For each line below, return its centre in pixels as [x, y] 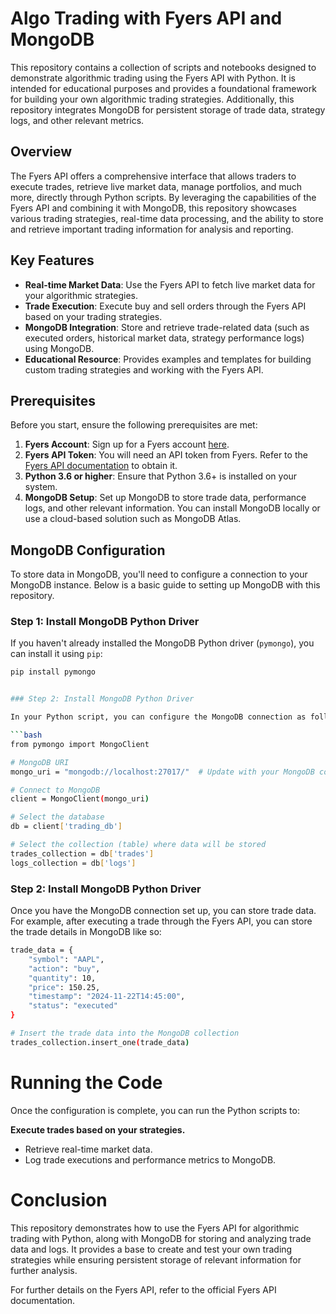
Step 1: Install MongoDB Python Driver [105, 622]
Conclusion [59, 1199]
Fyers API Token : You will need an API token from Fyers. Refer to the [166, 455]
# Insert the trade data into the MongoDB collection [125, 1033]
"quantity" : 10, [62, 978]
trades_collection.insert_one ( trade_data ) [100, 1042]
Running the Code [86, 1082]
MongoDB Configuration [88, 550]
